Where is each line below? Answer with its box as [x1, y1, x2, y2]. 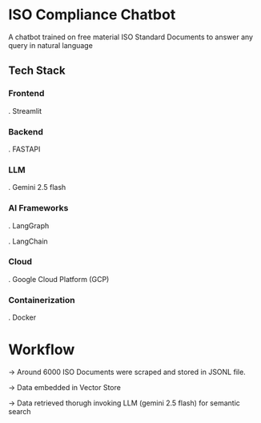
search [8, 407, 31, 417]
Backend [8, 126, 44, 137]
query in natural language [8, 40, 94, 50]
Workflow [8, 340, 75, 359]
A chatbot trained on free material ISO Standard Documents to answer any [8, 32, 254, 42]
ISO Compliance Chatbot [8, 6, 176, 24]
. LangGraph [8, 220, 50, 230]
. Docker [8, 312, 37, 322]
